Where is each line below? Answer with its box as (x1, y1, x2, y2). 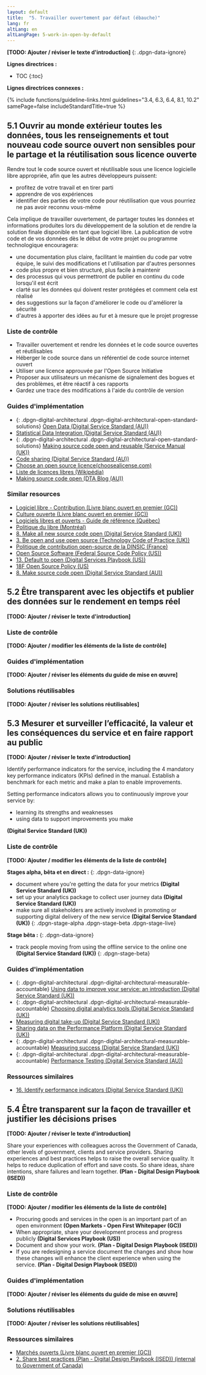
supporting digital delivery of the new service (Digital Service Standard (15, 913, 197, 920)
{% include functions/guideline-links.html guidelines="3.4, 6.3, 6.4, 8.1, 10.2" (7, 96, 200, 104)
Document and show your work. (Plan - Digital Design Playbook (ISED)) (15, 1241, 198, 1249)
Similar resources (7, 490, 61, 499)
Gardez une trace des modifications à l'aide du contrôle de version (15, 387, 184, 394)
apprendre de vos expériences (15, 190, 94, 197)
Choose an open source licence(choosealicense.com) (15, 461, 152, 469)
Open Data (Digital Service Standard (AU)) (42, 423, 149, 430)
